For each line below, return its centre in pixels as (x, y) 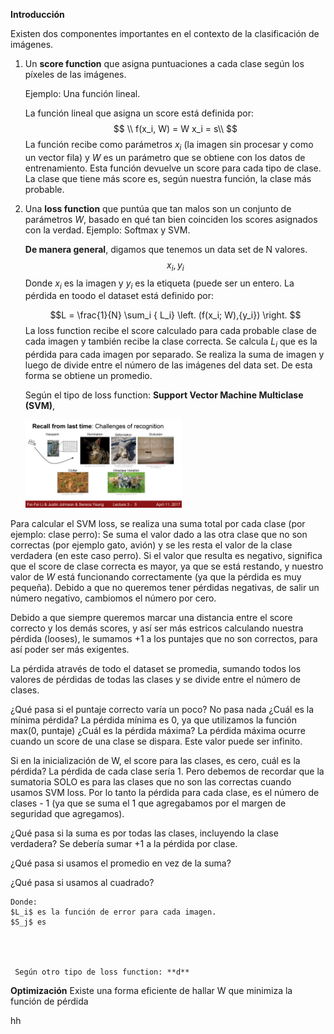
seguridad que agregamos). (67, 813)
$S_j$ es (28, 922)
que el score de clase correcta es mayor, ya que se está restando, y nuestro (167, 566)
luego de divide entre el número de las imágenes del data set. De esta (168, 365)
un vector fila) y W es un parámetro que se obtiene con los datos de (165, 157)
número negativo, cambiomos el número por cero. (113, 598)
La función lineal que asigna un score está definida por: (139, 113)
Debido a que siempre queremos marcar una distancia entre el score (151, 617)
